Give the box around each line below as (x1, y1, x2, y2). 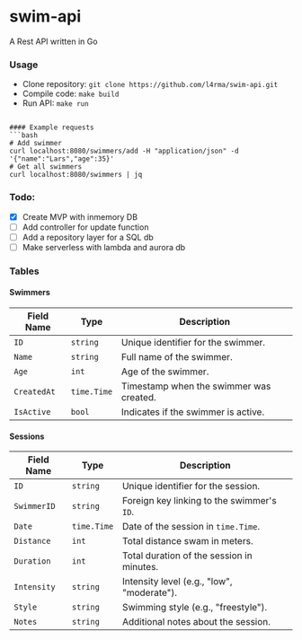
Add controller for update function (22, 222, 149, 232)
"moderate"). (121, 586, 178, 599)
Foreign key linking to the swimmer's (121, 495, 277, 507)
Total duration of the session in (121, 549, 253, 562)
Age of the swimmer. (120, 365, 209, 378)
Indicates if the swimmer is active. (120, 406, 265, 418)
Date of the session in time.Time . (121, 521, 261, 533)
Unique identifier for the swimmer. (120, 336, 266, 348)
